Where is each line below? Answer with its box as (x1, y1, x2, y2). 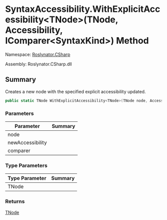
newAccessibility (7, 139, 47, 146)
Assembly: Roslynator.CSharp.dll (5, 61, 72, 67)
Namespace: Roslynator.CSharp (5, 51, 71, 57)
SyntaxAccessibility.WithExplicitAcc (5, 3, 161, 15)
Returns (5, 198, 25, 205)
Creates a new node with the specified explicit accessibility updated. (5, 88, 146, 95)
